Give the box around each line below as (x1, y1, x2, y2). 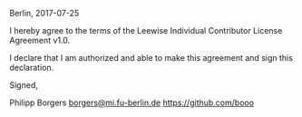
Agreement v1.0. (9, 35, 71, 45)
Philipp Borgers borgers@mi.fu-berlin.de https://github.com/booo (9, 97, 255, 108)
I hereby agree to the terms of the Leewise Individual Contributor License (9, 25, 283, 35)
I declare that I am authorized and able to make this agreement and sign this (9, 53, 293, 63)
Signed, (9, 80, 38, 90)
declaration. (9, 63, 54, 73)
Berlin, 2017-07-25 (9, 8, 80, 18)
